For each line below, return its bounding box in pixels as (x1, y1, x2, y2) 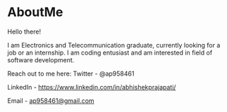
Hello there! (7, 27, 41, 36)
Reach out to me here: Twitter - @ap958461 (7, 69, 135, 78)
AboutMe (7, 4, 63, 20)
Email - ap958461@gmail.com (7, 96, 94, 105)
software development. (7, 55, 75, 64)
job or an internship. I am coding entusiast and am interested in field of (7, 48, 213, 57)
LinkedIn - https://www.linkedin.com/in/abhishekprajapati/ (7, 83, 176, 91)
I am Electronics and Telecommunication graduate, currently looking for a (7, 41, 221, 49)
